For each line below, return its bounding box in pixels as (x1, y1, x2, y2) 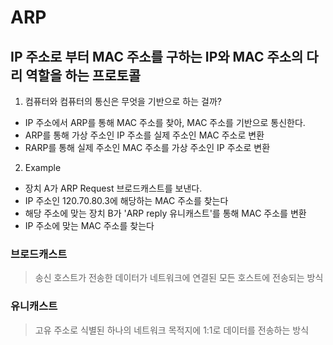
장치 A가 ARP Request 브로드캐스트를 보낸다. (24, 182, 203, 194)
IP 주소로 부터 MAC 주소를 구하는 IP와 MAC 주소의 (10, 48, 304, 65)
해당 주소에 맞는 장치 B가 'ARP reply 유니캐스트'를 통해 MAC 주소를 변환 (24, 207, 307, 219)
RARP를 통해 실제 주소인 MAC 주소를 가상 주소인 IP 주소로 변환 (24, 142, 271, 153)
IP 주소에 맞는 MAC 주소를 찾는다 (24, 220, 155, 231)
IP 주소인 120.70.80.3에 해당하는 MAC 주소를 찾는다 (24, 195, 229, 206)
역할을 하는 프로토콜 (25, 67, 142, 84)
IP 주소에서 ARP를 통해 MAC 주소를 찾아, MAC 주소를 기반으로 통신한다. (24, 117, 306, 128)
